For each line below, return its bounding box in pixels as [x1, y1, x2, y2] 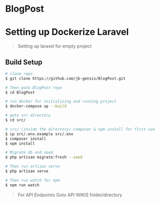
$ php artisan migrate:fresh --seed [5, 155, 83, 160]
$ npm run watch [5, 182, 39, 188]
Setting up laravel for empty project [17, 43, 92, 49]
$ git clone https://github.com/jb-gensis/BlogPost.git [5, 76, 126, 81]
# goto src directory [5, 113, 51, 118]
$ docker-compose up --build [5, 104, 67, 109]
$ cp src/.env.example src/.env [5, 131, 73, 137]
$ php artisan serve [5, 168, 49, 174]
